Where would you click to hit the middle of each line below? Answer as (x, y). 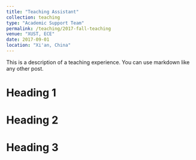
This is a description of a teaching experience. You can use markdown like (98, 62)
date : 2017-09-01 (28, 40)
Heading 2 (32, 120)
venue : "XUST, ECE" (31, 34)
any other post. (25, 68)
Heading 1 (31, 93)
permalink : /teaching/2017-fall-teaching (59, 28)
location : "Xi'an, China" (38, 46)
